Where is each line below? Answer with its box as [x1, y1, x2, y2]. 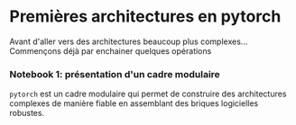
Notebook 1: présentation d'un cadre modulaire [9, 67, 221, 80]
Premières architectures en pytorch [9, 6, 282, 27]
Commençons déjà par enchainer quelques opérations [9, 45, 212, 56]
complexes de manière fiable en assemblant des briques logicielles [9, 98, 259, 109]
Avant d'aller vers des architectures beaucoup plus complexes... [9, 36, 248, 47]
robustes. [9, 108, 45, 119]
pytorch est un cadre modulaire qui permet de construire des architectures [9, 88, 287, 100]
